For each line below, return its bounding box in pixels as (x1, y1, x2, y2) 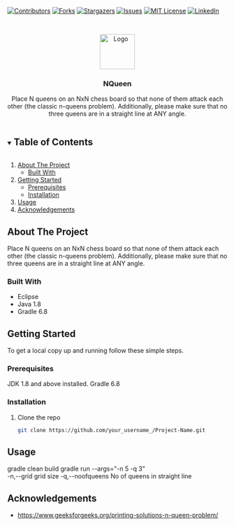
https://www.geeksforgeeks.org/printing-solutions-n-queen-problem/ (17, 511, 219, 520)
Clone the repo (17, 413, 61, 422)
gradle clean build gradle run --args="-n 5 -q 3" (7, 464, 145, 473)
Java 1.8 (17, 300, 42, 308)
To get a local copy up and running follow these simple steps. (7, 347, 184, 355)
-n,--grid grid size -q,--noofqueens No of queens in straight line (7, 472, 192, 480)
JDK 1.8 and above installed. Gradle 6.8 (7, 380, 120, 388)
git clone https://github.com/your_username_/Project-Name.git (17, 427, 206, 434)
